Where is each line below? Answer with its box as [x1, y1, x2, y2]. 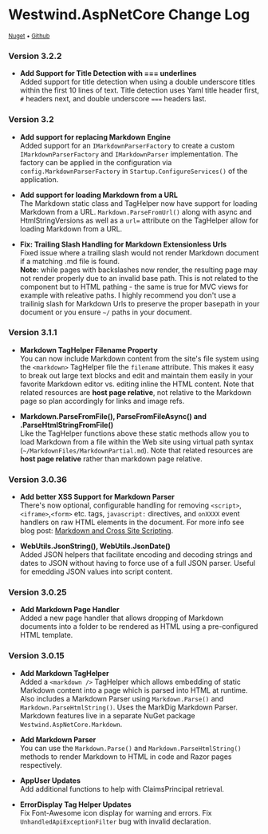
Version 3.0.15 [8, 650, 65, 662]
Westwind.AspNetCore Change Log [8, 6, 250, 24]
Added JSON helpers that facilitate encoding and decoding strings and [19, 550, 253, 559]
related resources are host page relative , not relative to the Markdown [19, 387, 252, 397]
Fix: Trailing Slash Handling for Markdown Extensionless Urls [19, 239, 227, 249]
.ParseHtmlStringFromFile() [19, 420, 114, 429]
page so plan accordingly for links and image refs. [19, 396, 185, 405]
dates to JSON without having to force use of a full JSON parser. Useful [19, 559, 256, 568]
